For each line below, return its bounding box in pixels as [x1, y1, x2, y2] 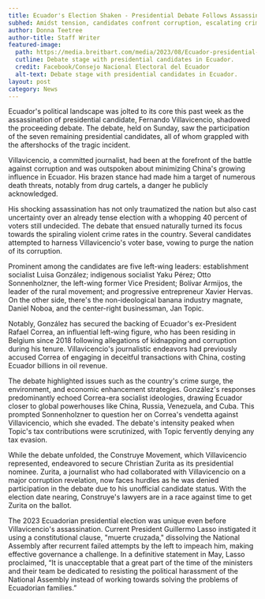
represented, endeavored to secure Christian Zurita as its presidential [8, 459, 234, 469]
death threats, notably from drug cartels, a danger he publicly [8, 181, 209, 190]
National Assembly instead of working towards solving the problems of [8, 575, 238, 585]
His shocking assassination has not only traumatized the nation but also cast [8, 205, 257, 214]
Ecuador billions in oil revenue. [8, 361, 108, 371]
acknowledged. [8, 189, 58, 198]
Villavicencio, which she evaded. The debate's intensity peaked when [8, 418, 235, 428]
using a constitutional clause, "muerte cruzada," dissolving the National [8, 533, 241, 542]
